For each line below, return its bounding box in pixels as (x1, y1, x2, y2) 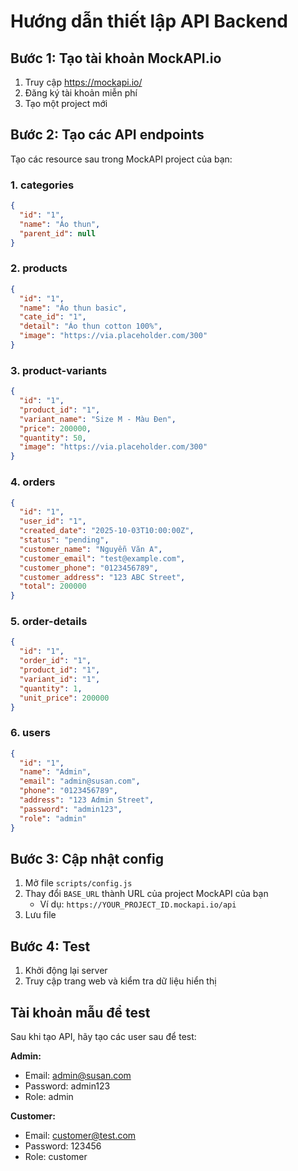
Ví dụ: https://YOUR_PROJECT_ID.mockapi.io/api (39, 898, 237, 910)
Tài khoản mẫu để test (10, 1004, 151, 1021)
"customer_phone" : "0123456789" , (19, 563, 159, 573)
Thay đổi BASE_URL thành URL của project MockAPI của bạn (24, 888, 269, 900)
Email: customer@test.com (24, 1130, 137, 1142)
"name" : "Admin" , (19, 767, 92, 777)
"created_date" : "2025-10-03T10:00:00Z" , (19, 526, 195, 536)
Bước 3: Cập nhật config (10, 850, 165, 867)
